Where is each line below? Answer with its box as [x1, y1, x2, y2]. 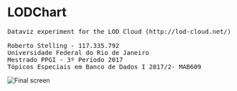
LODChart [7, 4, 67, 20]
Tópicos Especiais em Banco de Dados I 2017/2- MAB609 [7, 63, 202, 71]
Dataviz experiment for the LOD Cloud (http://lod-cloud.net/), [7, 28, 236, 35]
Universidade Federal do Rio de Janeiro [7, 49, 150, 56]
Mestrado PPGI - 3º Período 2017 [7, 56, 124, 63]
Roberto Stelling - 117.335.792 [7, 42, 120, 49]
